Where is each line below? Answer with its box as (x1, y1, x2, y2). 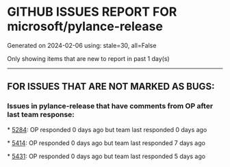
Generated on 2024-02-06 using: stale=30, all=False (7, 41, 157, 49)
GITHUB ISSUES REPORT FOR (7, 4, 177, 20)
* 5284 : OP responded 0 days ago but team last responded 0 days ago (7, 125, 207, 133)
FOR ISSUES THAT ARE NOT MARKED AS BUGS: (7, 81, 215, 92)
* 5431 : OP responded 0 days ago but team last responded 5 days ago (7, 152, 206, 160)
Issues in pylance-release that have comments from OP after (7, 101, 214, 111)
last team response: (7, 110, 75, 120)
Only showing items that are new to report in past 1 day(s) (7, 54, 170, 62)
